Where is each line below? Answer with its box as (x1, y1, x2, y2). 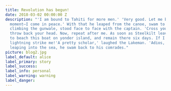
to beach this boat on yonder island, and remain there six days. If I (10, 36, 165, 41)
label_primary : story (5, 59, 51, 64)
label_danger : (5, 78, 36, 83)
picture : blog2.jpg (5, 50, 47, 55)
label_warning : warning (5, 73, 56, 78)
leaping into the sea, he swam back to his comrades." (10, 45, 129, 50)
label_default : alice (5, 54, 51, 60)
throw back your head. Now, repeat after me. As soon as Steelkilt (10, 31, 156, 36)
